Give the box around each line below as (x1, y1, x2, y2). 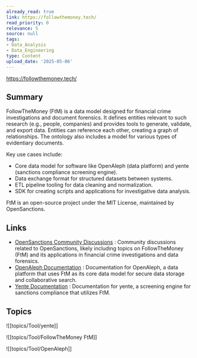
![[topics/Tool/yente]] (6, 322, 58, 329)
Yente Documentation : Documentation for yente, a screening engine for (14, 283, 191, 290)
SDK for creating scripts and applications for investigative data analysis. (14, 188, 191, 195)
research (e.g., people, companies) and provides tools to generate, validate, (6, 120, 192, 128)
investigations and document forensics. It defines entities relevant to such (6, 114, 187, 121)
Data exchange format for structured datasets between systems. (14, 175, 173, 182)
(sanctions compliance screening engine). (14, 169, 117, 176)
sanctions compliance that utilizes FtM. (14, 289, 111, 296)
